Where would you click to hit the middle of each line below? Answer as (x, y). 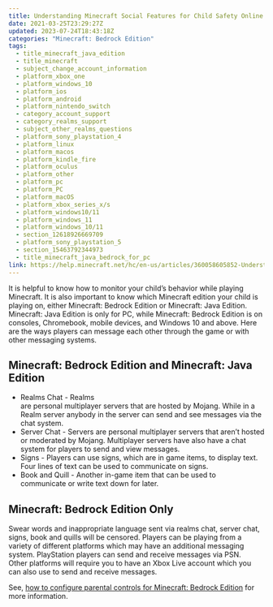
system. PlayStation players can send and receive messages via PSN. (125, 555)
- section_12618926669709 (60, 235)
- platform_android (49, 99)
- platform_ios (41, 91)
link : (17, 265)
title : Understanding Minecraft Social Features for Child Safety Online (136, 16)
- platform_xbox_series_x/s (63, 204)
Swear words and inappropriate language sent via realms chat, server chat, (134, 529)
